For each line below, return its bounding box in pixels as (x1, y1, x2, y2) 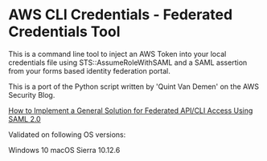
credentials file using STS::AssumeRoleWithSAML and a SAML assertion (8, 58, 248, 67)
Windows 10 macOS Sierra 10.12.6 (8, 145, 121, 155)
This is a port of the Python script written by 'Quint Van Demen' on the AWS (8, 82, 260, 91)
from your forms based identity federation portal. (8, 66, 170, 75)
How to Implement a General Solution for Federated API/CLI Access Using (8, 106, 253, 115)
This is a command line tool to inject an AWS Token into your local (8, 49, 227, 58)
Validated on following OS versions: (8, 130, 126, 139)
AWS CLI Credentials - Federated (8, 6, 233, 24)
